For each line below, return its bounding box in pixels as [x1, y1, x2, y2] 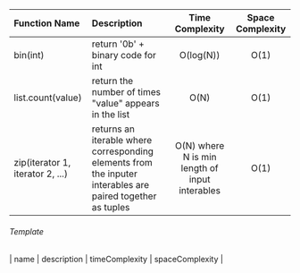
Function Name [13, 17, 80, 30]
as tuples [91, 201, 130, 213]
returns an [91, 123, 136, 135]
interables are [91, 179, 150, 191]
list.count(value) [13, 91, 82, 104]
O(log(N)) [179, 49, 221, 61]
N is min [182, 151, 217, 163]
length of [180, 162, 219, 174]
